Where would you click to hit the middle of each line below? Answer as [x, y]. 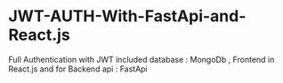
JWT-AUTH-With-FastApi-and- [127, 16]
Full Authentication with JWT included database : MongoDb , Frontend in [141, 59]
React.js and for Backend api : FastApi [78, 69]
